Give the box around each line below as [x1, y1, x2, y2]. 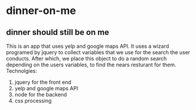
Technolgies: [6, 68, 37, 74]
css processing [14, 97, 52, 104]
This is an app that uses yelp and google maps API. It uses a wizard [6, 42, 169, 49]
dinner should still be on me [6, 27, 110, 37]
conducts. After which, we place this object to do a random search [6, 55, 167, 62]
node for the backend [14, 91, 67, 98]
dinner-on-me [6, 4, 76, 17]
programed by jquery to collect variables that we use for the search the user [6, 49, 191, 56]
